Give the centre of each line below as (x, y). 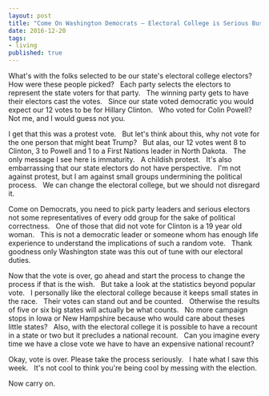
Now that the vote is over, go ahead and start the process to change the (127, 276)
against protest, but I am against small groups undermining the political (125, 176)
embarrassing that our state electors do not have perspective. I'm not (125, 168)
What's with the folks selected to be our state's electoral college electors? (130, 76)
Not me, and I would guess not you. (67, 118)
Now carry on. (32, 383)
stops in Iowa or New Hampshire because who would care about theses (127, 318)
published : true (35, 53)
